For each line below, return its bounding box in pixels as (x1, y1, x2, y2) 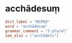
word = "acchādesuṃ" (5, 24, 48, 29)
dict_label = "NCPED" (5, 19, 50, 24)
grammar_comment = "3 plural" (5, 28, 68, 34)
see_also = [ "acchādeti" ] (5, 33, 59, 38)
